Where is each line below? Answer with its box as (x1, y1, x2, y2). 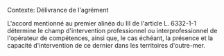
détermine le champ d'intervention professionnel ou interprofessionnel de (7, 27, 218, 35)
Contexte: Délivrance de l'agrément (7, 6, 109, 14)
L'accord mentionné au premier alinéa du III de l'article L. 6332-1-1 (7, 19, 196, 27)
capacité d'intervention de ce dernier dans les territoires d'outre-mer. (7, 41, 206, 49)
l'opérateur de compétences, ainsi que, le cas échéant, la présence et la (7, 34, 214, 42)
